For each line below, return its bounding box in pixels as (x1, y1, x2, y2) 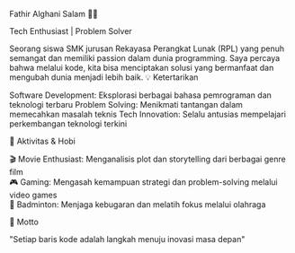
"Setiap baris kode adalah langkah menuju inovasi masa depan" (9, 234, 246, 244)
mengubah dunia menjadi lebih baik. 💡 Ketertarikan (9, 72, 199, 83)
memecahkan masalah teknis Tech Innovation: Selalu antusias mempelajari (9, 109, 286, 119)
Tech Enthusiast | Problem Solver (9, 26, 132, 36)
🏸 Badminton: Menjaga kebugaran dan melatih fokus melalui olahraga (9, 199, 266, 210)
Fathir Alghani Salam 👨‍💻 (9, 9, 99, 19)
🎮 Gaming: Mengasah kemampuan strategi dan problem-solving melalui (9, 177, 278, 188)
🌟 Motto (9, 216, 39, 227)
